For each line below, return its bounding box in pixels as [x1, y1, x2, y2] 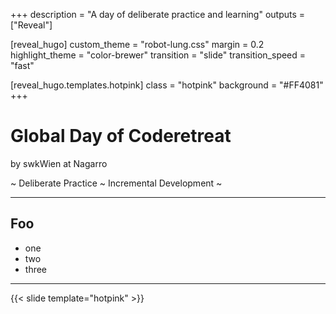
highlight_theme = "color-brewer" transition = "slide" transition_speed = [10, 49, 307, 61]
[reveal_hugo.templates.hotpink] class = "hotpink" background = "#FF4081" [10, 79, 324, 91]
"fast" [10, 60, 35, 71]
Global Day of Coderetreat [10, 125, 232, 148]
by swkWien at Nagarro [10, 157, 108, 169]
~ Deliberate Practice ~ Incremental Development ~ [10, 177, 223, 189]
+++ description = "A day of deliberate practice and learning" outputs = [10, 9, 306, 20]
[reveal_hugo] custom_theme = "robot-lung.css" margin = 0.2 [10, 39, 265, 50]
